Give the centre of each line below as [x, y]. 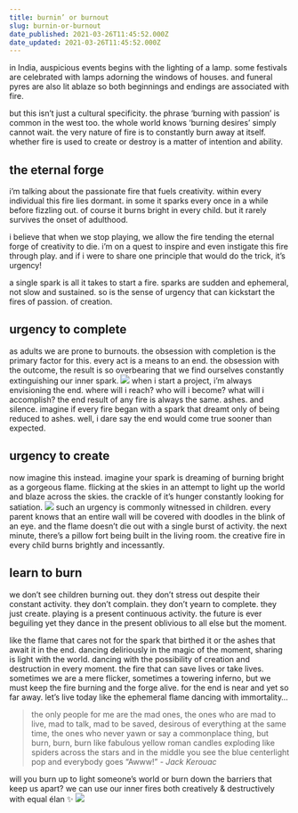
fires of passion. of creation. [61, 302]
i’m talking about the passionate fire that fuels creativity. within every [136, 192]
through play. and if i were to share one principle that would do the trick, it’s [148, 256]
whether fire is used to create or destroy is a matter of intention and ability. [146, 142]
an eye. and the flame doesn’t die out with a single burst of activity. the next [148, 526]
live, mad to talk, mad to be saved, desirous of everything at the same [159, 724]
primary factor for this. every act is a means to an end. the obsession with [145, 360]
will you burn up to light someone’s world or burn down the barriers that [141, 779]
